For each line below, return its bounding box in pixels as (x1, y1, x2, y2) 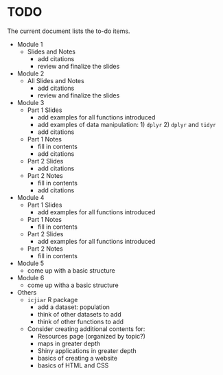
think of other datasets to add (37, 310, 121, 318)
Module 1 (16, 40, 43, 48)
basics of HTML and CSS (37, 361, 109, 370)
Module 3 (16, 98, 45, 106)
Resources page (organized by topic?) (37, 332, 146, 340)
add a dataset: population (37, 303, 110, 311)
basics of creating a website (37, 354, 118, 362)
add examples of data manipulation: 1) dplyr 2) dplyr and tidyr (37, 120, 216, 128)
